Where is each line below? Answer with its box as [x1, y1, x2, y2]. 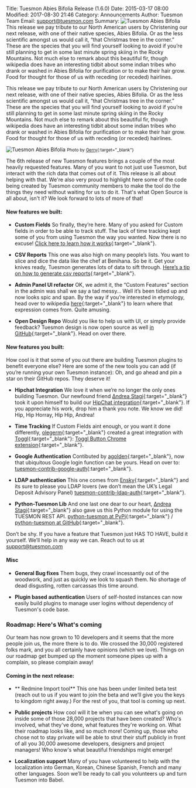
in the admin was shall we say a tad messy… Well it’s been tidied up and [14, 287, 188, 295]
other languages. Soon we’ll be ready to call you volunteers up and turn [14, 770, 187, 777]
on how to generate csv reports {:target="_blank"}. [14, 270, 136, 277]
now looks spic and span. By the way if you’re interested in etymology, [14, 294, 185, 301]
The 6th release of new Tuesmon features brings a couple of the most [6, 158, 175, 164]
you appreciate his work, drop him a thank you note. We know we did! [14, 405, 183, 412]
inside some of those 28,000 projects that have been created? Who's [14, 715, 181, 722]
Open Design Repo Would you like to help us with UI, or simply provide [14, 318, 186, 325]
